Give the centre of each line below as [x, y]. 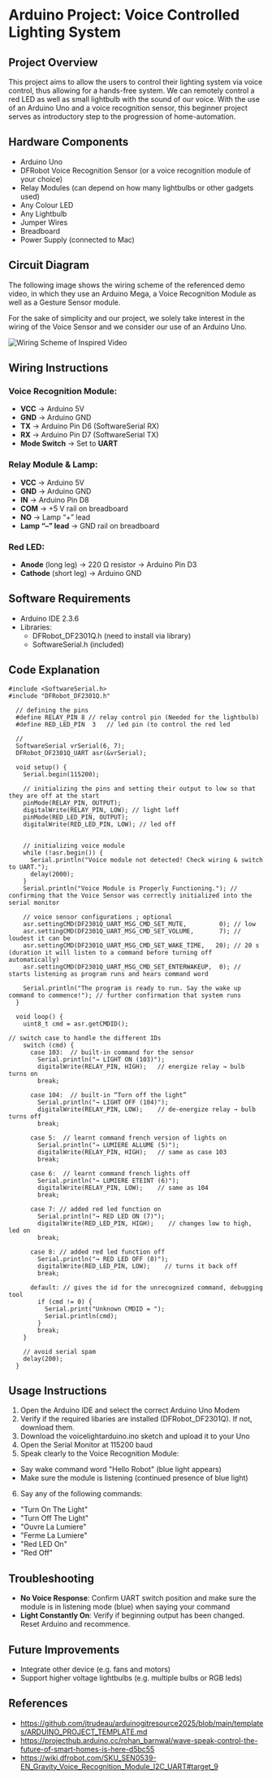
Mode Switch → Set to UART [69, 444]
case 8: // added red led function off [97, 1252]
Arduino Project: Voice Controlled [124, 15]
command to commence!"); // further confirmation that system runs [125, 995]
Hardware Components [69, 142]
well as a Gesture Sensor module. [65, 302]
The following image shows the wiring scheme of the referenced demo [127, 285]
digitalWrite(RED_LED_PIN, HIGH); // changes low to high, [145, 1223]
